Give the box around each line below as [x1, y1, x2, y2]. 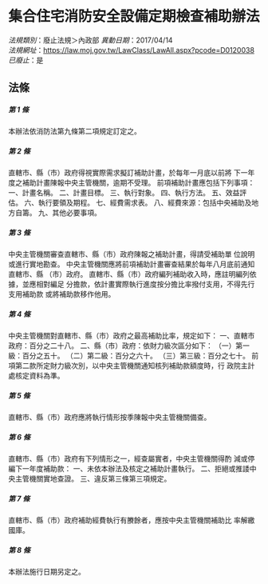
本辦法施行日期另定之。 [8, 567, 85, 577]
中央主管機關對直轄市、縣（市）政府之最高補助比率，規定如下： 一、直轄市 [8, 331, 255, 341]
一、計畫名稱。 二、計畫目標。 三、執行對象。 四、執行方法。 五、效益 [8, 188, 240, 198]
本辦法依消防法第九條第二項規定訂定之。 [8, 126, 141, 136]
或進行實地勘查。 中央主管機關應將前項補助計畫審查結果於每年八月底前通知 [8, 259, 255, 269]
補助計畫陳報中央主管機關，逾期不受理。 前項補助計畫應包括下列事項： [22, 178, 255, 188]
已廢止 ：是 [8, 55, 44, 65]
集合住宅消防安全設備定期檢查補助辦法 [8, 7, 261, 26]
